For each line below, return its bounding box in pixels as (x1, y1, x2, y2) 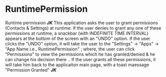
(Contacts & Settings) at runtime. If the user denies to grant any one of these (5, 25, 162, 31)
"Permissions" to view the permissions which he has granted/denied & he (5, 51, 155, 57)
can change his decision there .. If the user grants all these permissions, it (5, 56, 156, 62)
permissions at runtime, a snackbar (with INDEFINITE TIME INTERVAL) (5, 30, 149, 36)
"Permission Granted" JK (5, 67, 57, 73)
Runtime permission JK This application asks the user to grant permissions (5, 20, 158, 26)
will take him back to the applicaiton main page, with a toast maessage (5, 62, 150, 68)
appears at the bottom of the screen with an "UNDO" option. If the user (5, 36, 151, 41)
